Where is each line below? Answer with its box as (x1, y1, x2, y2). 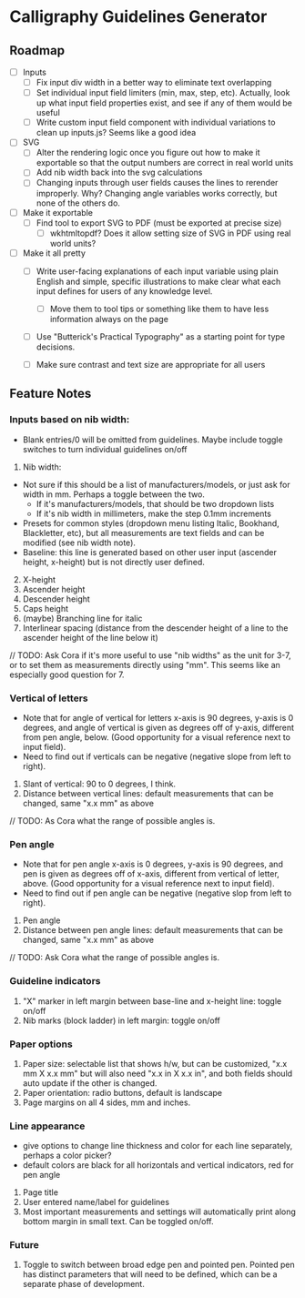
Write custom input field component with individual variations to (36, 117, 276, 128)
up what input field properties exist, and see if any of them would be (36, 97, 293, 108)
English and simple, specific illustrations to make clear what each (36, 276, 281, 287)
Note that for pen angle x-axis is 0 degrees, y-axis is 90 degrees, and (22, 858, 284, 870)
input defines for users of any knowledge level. (36, 285, 213, 297)
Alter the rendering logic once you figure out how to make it (36, 147, 260, 158)
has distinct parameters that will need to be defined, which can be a (22, 1269, 278, 1280)
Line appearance (9, 1120, 86, 1132)
